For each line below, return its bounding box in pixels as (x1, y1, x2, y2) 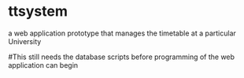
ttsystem (8, 2, 68, 20)
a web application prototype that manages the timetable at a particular (8, 28, 236, 38)
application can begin (8, 60, 79, 69)
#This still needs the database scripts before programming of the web (8, 52, 235, 61)
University (8, 36, 42, 46)
